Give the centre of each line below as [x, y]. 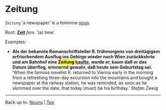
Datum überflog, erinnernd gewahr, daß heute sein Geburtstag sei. [82, 67]
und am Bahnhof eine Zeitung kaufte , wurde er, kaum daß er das [80, 62]
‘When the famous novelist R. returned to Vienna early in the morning [83, 72]
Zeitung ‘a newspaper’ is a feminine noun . [48, 23]
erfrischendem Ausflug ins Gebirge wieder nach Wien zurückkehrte [83, 56]
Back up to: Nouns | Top [30, 102]
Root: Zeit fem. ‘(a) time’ [30, 32]
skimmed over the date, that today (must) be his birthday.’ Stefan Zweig [85, 88]
